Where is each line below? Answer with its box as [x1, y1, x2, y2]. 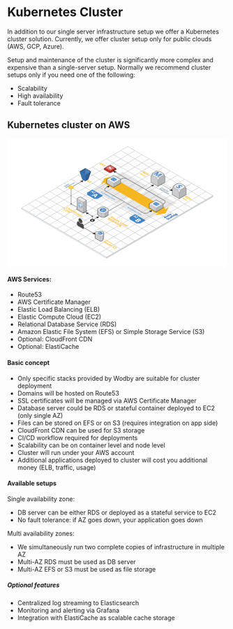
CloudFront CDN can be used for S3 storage [17, 426, 145, 434]
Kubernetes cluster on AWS [7, 120, 130, 131]
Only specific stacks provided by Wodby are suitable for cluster [17, 374, 200, 382]
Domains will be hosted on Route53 [17, 389, 120, 397]
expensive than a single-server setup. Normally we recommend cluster [7, 63, 211, 71]
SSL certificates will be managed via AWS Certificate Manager [17, 396, 197, 405]
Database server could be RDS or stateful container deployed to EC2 [17, 403, 215, 412]
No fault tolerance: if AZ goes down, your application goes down [17, 515, 204, 524]
